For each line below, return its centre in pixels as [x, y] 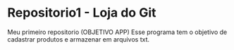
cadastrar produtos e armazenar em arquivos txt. [79, 39]
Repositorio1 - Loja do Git [82, 13]
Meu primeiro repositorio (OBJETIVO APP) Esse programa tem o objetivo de [117, 32]
